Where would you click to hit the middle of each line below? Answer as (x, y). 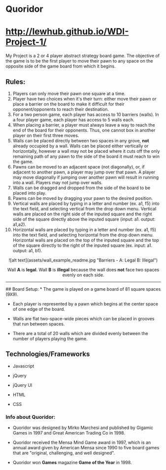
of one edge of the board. (39, 309)
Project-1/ (26, 42)
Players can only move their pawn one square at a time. (69, 93)
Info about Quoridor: (31, 417)
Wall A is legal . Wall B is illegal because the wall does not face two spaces (83, 269)
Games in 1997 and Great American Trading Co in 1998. (69, 433)
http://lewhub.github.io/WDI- (67, 32)
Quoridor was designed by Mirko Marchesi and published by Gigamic (83, 428)
